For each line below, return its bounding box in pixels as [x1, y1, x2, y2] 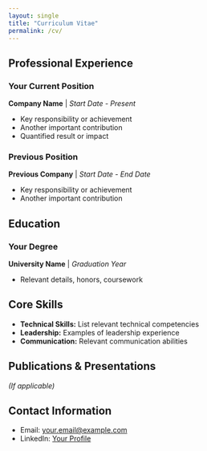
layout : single [8, 11, 59, 20]
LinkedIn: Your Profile [19, 434, 91, 444]
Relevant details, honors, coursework [19, 274, 143, 285]
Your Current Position [8, 80, 95, 91]
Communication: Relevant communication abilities [19, 336, 189, 346]
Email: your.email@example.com [19, 425, 128, 435]
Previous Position [8, 151, 79, 162]
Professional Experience [8, 56, 134, 70]
